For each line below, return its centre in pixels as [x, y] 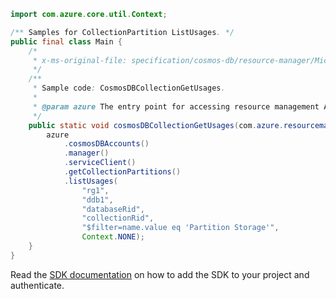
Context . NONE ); [113, 237]
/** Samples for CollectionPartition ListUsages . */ [122, 32]
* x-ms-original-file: [80, 60]
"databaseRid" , [113, 209]
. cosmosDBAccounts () [106, 144]
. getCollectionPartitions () [122, 172]
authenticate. [37, 285]
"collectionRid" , [118, 218]
